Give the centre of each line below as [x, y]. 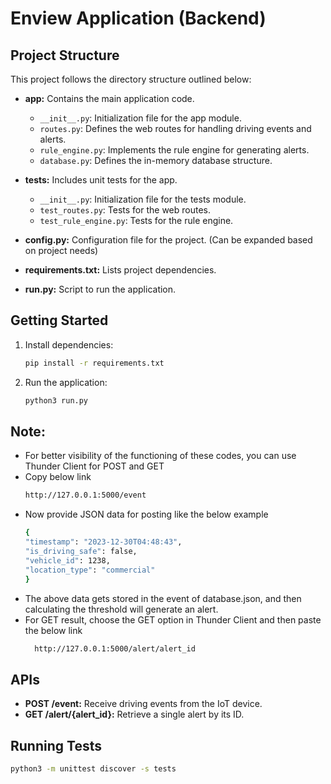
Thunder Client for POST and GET [94, 466]
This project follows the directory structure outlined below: [131, 79]
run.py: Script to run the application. [100, 289]
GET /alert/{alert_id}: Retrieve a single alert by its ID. [134, 714]
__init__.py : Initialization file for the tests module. [143, 199]
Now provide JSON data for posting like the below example [146, 514]
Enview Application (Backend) [138, 18]
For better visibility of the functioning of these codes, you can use [160, 456]
